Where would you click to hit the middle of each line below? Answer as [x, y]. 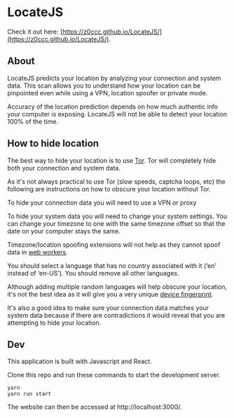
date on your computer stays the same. [64, 231]
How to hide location [53, 143]
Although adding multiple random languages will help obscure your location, [117, 286]
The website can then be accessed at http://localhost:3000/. [95, 407]
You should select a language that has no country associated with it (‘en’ [112, 265]
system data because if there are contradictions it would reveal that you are [116, 315]
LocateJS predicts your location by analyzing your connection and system [114, 78]
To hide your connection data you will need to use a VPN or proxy [102, 202]
